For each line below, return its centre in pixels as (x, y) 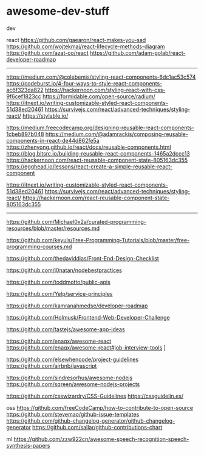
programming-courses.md (39, 246)
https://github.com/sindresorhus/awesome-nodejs (70, 378)
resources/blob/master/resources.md (53, 228)
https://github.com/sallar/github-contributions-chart (97, 427)
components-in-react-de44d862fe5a (53, 140)
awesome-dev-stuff (58, 11)
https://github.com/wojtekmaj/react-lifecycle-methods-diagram (86, 46)
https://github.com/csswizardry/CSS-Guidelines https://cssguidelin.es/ (95, 396)
